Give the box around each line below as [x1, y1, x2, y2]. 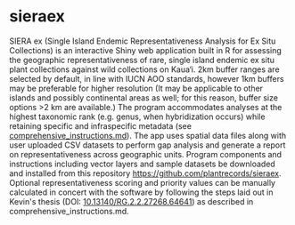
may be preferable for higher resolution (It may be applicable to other [9, 83, 264, 93]
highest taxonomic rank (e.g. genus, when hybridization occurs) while [9, 111, 266, 122]
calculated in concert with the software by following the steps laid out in [9, 187, 274, 197]
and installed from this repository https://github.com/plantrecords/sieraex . [9, 167, 283, 179]
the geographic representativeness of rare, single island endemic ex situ [9, 54, 275, 65]
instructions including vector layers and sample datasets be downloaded [9, 158, 276, 169]
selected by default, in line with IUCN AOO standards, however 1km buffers [9, 73, 284, 84]
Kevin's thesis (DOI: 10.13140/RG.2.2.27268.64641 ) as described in [9, 196, 254, 206]
